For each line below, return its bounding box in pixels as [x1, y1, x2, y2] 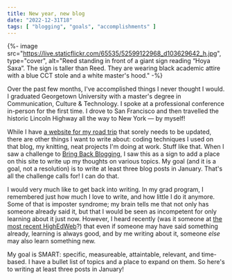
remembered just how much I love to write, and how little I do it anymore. [7, 193, 215, 201]
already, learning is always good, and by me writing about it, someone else [7, 229, 220, 238]
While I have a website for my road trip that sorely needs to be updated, [7, 128, 212, 136]
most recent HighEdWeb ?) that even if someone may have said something [7, 222, 218, 231]
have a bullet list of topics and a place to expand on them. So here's [31, 258, 225, 266]
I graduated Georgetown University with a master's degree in [7, 92, 181, 100]
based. [7, 258, 27, 266]
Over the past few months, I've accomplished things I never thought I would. [7, 85, 225, 94]
